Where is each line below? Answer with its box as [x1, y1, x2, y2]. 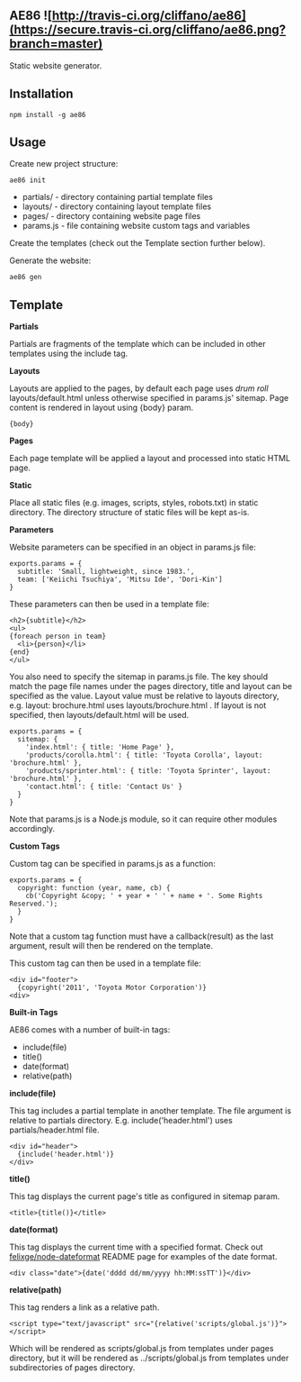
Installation [9, 86, 74, 102]
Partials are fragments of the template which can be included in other [9, 339, 266, 350]
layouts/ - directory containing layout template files [22, 201, 212, 212]
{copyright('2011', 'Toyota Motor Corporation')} [17, 983, 207, 993]
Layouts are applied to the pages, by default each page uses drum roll [9, 383, 269, 394]
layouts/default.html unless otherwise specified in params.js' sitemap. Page [9, 393, 289, 404]
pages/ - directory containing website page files [22, 211, 201, 222]
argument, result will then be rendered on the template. [9, 941, 214, 951]
